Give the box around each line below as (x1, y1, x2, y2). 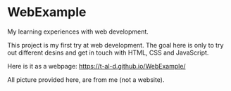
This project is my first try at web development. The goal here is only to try (7, 41, 224, 49)
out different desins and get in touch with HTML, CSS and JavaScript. (7, 48, 209, 57)
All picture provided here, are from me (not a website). (7, 75, 165, 84)
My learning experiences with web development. (7, 27, 149, 36)
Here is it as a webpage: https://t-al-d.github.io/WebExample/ (7, 62, 186, 70)
